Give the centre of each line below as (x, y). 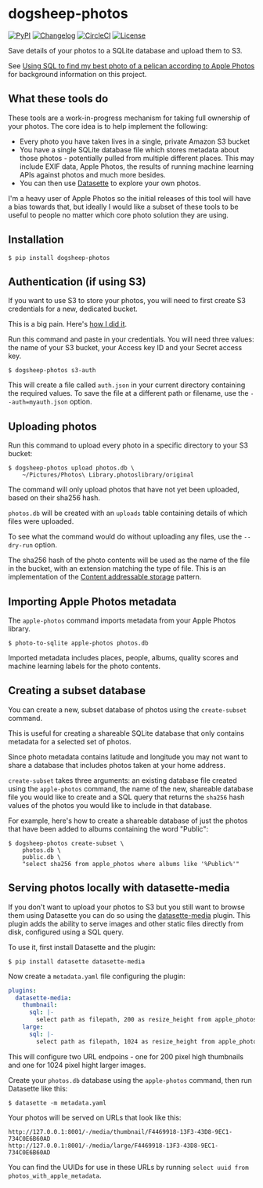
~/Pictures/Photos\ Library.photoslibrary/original (108, 475)
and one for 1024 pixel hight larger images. (77, 1065)
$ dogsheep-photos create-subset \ (66, 843)
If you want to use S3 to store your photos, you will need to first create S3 (127, 301)
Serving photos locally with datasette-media (119, 888)
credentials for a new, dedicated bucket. (73, 309)
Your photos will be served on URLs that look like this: (95, 1117)
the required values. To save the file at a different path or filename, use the (128, 393)
